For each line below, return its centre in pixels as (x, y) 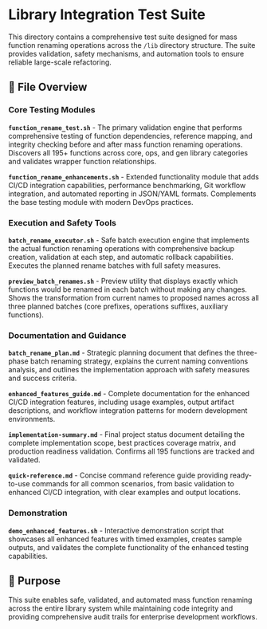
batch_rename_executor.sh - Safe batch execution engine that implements (129, 240)
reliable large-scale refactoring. (60, 62)
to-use (19, 484)
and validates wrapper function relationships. (82, 161)
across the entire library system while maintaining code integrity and (121, 608)
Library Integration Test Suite (107, 15)
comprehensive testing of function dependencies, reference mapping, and (130, 136)
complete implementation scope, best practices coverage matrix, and (122, 443)
